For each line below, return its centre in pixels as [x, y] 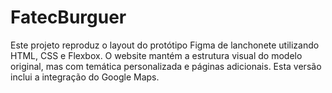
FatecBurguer [68, 17]
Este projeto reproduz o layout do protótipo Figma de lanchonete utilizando [165, 45]
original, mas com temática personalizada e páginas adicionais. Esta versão [166, 66]
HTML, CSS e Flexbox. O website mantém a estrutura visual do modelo [156, 55]
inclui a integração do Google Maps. [85, 77]
